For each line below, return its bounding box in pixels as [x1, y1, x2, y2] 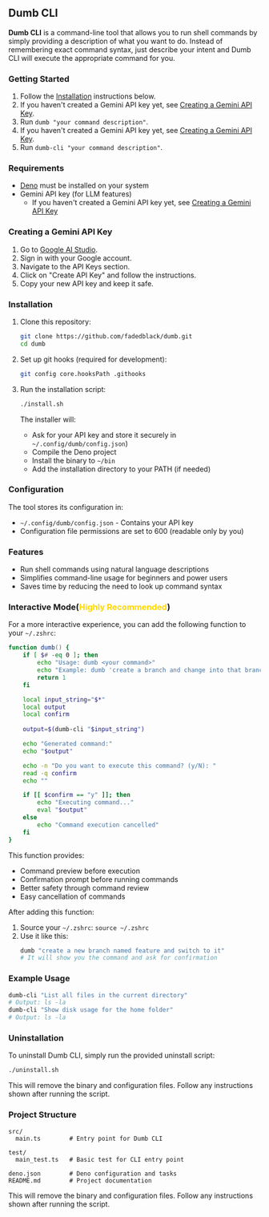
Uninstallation [8, 1032, 64, 1043]
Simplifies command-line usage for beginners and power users [19, 573, 228, 583]
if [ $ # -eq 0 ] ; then [22, 651, 98, 660]
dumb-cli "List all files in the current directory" [8, 991, 188, 999]
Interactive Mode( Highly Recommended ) [8, 601, 171, 613]
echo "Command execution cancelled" [37, 821, 159, 829]
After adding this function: [8, 907, 94, 916]
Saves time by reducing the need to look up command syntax [19, 581, 223, 592]
